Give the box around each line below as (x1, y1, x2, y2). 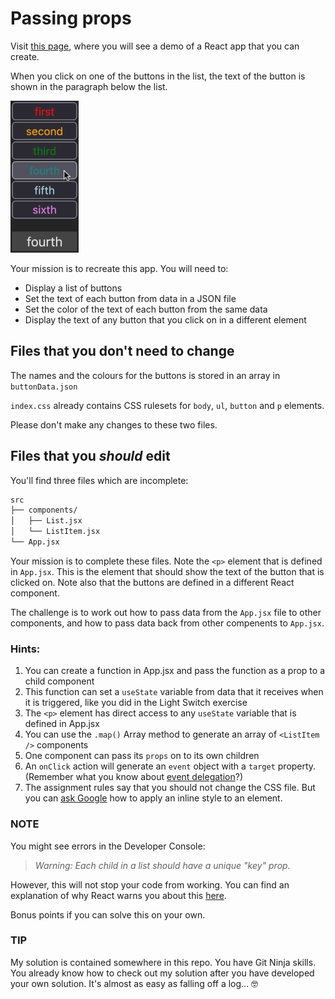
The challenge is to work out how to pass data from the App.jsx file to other (10, 606, 322, 618)
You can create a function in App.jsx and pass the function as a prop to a (24, 665, 326, 677)
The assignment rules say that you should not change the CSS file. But (24, 782, 316, 794)
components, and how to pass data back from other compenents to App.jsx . (10, 617, 325, 629)
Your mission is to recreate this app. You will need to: (10, 262, 229, 274)
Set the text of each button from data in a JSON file (24, 292, 237, 304)
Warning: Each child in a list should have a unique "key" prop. (34, 859, 291, 871)
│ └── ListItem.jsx (10, 527, 101, 537)
